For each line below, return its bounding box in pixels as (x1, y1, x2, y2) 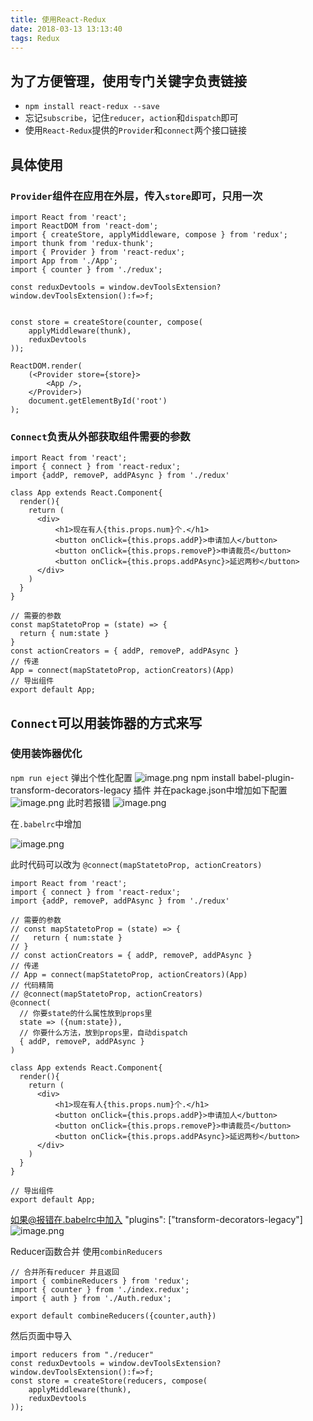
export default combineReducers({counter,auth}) (10, 1311, 217, 1321)
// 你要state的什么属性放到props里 (19, 1008, 153, 1018)
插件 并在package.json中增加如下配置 (133, 784, 288, 796)
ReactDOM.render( (10, 361, 83, 371)
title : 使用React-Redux (10, 14, 107, 25)
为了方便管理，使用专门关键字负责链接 (10, 72, 247, 90)
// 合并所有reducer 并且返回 (10, 1267, 120, 1277)
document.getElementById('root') (28, 396, 168, 406)
